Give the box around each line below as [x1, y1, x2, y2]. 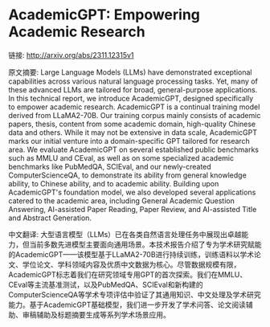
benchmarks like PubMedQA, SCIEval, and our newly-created [8, 161, 211, 171]
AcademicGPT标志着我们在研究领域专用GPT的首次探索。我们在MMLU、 [8, 269, 247, 279]
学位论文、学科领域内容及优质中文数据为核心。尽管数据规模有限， [22, 260, 241, 269]
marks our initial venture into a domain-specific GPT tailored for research [8, 136, 251, 145]
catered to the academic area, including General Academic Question [8, 195, 235, 206]
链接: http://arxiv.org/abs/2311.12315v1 [8, 50, 134, 59]
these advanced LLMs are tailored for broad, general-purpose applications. [8, 84, 258, 94]
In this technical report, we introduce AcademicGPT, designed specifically [8, 93, 254, 103]
